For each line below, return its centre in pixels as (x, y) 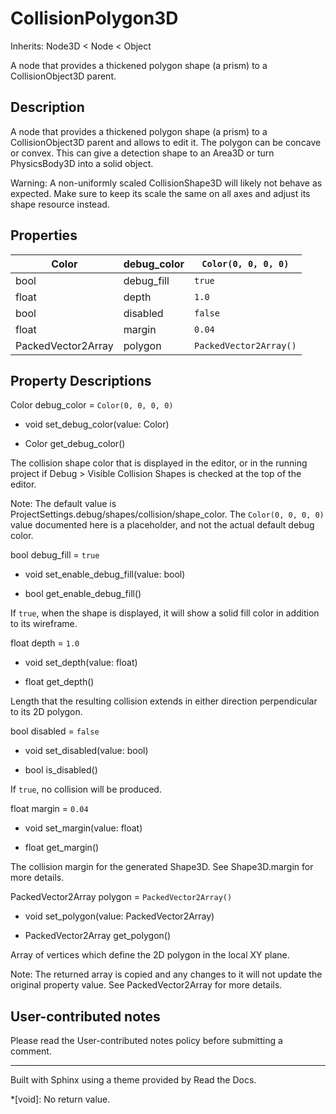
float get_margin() (62, 848)
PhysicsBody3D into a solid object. (82, 163)
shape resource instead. (60, 204)
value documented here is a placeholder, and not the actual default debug (162, 525)
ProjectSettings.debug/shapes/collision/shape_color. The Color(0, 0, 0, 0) (167, 514)
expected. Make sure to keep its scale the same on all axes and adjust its (160, 193)
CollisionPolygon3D (94, 18)
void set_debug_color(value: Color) (97, 424)
